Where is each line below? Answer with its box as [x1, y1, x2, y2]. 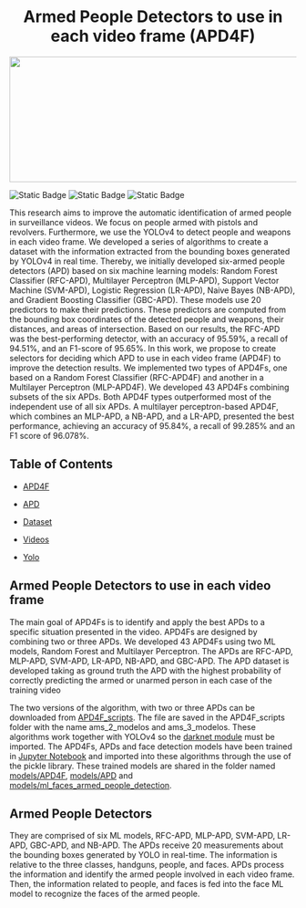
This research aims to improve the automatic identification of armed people [9, 207, 292, 218]
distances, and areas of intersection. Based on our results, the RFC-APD [9, 323, 280, 334]
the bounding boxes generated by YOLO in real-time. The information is [9, 850, 278, 861]
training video [9, 684, 61, 695]
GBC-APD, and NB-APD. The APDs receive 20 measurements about [30, 840, 284, 851]
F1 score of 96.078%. [9, 430, 89, 441]
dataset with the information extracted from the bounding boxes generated [9, 245, 291, 256]
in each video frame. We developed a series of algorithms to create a [9, 235, 269, 247]
